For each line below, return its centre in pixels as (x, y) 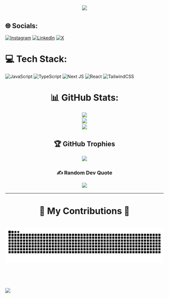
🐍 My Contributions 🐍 (84, 211)
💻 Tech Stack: (36, 59)
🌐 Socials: (22, 26)
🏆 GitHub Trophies (84, 144)
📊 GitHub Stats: (84, 98)
